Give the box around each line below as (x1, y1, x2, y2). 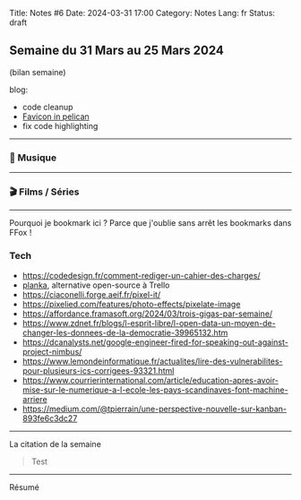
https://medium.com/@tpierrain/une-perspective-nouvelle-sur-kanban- (21, 403, 287, 414)
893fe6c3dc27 (21, 412, 78, 424)
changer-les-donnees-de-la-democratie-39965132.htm (21, 327, 228, 338)
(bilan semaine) (9, 66, 66, 77)
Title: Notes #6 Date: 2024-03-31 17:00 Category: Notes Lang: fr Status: (9, 8, 276, 18)
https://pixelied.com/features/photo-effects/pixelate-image (21, 298, 241, 309)
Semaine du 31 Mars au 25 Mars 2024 (9, 43, 224, 58)
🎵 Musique (9, 151, 56, 164)
